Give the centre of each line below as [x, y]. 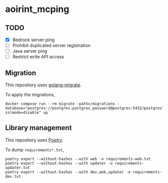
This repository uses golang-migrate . [43, 85]
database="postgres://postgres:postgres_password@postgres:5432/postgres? [85, 108]
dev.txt [13, 176]
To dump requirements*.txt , [34, 149]
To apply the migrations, [30, 95]
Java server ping [30, 51]
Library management [38, 128]
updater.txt [17, 167]
